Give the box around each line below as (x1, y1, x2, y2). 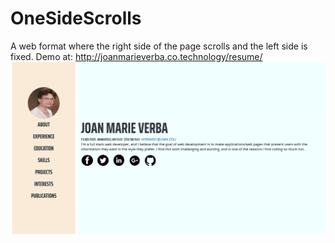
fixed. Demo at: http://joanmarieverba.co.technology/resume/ (10, 50, 263, 62)
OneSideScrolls (10, 7, 142, 30)
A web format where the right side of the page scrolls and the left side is (10, 40, 308, 52)
